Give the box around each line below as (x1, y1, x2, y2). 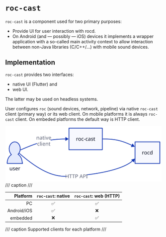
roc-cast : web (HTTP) (74, 193, 120, 199)
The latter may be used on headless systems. (5, 96, 98, 102)
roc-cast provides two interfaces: (5, 72, 74, 78)
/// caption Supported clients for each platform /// (5, 226, 107, 232)
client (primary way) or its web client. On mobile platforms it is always (5, 111, 148, 117)
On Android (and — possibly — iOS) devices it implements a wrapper (12, 33, 154, 39)
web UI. (12, 86, 28, 92)
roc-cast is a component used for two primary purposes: (5, 18, 122, 24)
